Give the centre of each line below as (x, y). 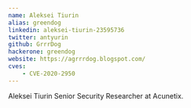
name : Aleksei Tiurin (44, 15)
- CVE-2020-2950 (49, 74)
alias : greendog (35, 23)
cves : (17, 67)
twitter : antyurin (38, 37)
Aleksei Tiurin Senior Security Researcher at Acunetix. (96, 95)
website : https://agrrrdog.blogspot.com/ (77, 59)
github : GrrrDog (35, 45)
